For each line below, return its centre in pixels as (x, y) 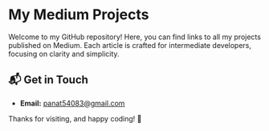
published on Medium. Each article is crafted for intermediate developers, (130, 45)
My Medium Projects (79, 15)
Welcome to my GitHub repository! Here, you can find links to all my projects (134, 37)
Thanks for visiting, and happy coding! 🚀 (75, 118)
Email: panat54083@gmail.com (72, 103)
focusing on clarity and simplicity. (64, 54)
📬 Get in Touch (48, 80)
